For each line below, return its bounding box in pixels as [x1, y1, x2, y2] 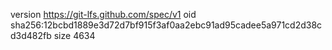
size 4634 [53, 30, 96, 41]
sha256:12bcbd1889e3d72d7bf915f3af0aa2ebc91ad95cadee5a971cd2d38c [10, 19, 323, 31]
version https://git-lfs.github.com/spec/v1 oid [10, 9, 197, 20]
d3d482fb [10, 30, 52, 41]
